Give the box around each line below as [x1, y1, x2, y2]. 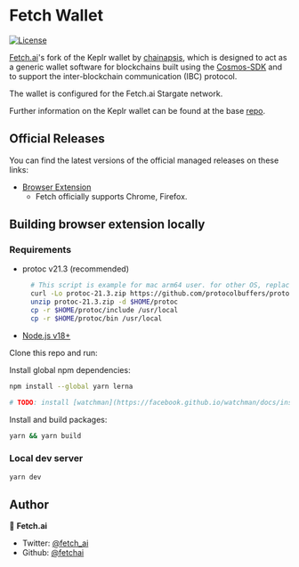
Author [9, 498, 49, 512]
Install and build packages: [9, 414, 108, 425]
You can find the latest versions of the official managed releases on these [9, 155, 279, 166]
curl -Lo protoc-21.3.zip [30, 289, 126, 298]
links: [9, 164, 29, 174]
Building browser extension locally [9, 217, 206, 232]
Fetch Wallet [9, 5, 104, 26]
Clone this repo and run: [9, 347, 98, 358]
